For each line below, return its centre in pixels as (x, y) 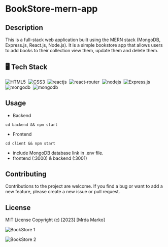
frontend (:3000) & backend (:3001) (50, 158)
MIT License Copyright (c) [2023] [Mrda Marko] (55, 220)
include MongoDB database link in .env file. (58, 153)
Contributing (26, 174)
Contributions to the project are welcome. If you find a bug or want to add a (84, 186)
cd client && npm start (30, 143)
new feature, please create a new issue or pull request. (63, 192)
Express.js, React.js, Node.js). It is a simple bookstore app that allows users (84, 45)
